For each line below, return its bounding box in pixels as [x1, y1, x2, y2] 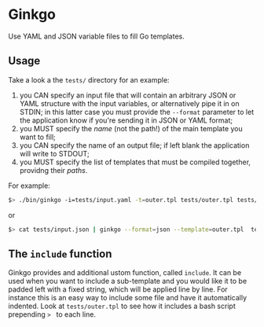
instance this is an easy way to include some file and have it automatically [8, 293, 247, 303]
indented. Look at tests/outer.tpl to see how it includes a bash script [8, 301, 236, 311]
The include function [8, 247, 112, 260]
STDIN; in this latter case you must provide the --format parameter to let [19, 107, 254, 116]
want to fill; [19, 132, 57, 141]
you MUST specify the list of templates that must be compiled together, [19, 157, 251, 167]
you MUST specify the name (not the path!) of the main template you [19, 123, 244, 133]
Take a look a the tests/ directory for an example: [8, 75, 170, 84]
